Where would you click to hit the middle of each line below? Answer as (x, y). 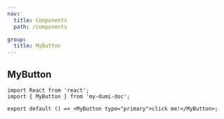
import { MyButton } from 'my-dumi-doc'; (69, 96)
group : (17, 39)
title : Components (41, 20)
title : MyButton (37, 46)
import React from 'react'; (48, 90)
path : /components (41, 27)
